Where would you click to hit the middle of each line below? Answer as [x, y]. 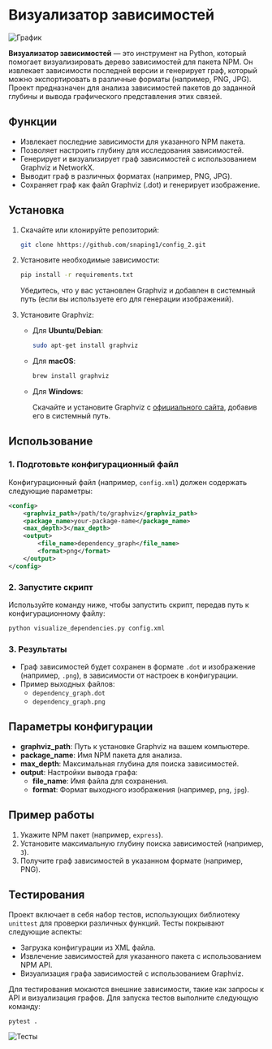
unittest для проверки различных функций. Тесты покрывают [117, 923]
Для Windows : [58, 392]
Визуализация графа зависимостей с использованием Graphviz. [132, 973]
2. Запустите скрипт [51, 587]
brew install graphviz [71, 376]
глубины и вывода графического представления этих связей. [115, 96]
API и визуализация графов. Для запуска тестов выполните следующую [134, 998]
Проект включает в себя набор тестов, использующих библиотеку [124, 914]
